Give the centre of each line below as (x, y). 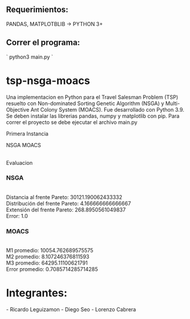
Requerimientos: (37, 10)
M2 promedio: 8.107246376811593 (48, 257)
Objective (18, 109)
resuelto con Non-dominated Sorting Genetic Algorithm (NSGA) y (85, 103)
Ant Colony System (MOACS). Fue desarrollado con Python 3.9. (107, 109)
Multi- (173, 103)
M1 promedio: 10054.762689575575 (50, 250)
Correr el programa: (43, 43)
